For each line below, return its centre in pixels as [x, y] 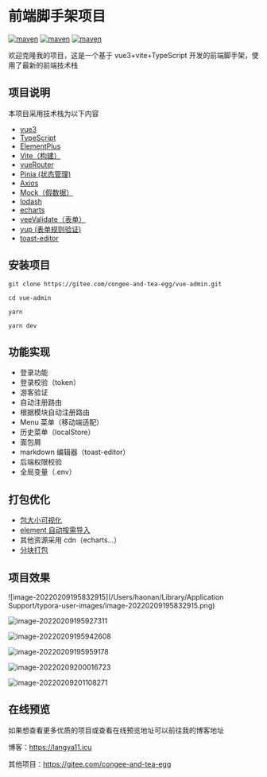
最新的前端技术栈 [50, 65]
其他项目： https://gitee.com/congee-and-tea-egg [90, 763]
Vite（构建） [40, 155]
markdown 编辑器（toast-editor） [75, 452]
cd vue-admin [30, 298]
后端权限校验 [41, 462]
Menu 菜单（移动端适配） [62, 422]
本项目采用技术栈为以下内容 [54, 113]
